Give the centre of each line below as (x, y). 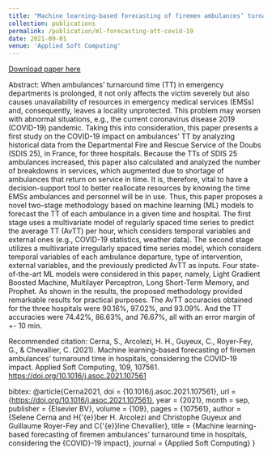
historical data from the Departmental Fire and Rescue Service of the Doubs (135, 145)
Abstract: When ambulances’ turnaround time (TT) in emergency (116, 85)
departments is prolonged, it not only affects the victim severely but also (129, 93)
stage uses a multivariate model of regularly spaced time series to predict (131, 223)
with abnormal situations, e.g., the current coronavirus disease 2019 (122, 119)
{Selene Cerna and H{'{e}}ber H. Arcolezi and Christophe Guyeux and (125, 417)
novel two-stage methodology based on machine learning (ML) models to (131, 205)
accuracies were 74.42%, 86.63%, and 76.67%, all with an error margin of (132, 317)
